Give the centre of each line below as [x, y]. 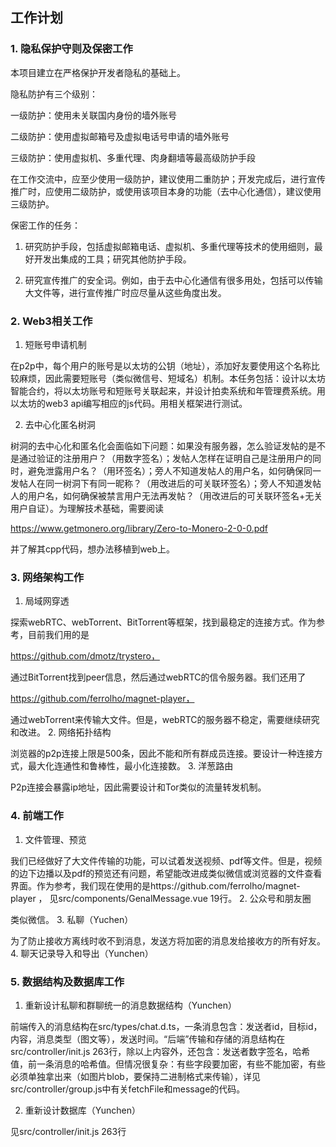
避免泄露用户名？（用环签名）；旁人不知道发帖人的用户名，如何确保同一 [174, 470]
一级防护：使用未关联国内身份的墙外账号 [93, 115]
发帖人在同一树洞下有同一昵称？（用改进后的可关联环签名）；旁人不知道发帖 [166, 483]
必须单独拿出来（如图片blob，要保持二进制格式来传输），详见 [135, 1076]
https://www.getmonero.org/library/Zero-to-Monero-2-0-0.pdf [139, 528]
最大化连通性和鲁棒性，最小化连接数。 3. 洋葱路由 [130, 766]
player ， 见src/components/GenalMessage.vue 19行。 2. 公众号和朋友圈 [161, 898]
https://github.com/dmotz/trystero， [85, 656]
